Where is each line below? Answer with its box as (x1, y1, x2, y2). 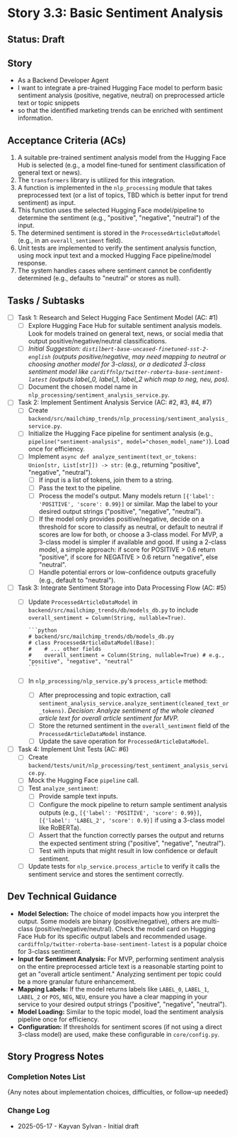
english (28, 353, 51, 361)
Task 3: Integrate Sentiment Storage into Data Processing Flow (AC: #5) (17, 583, 226, 592)
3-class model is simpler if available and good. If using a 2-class (38, 537, 226, 546)
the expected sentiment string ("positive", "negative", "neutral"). (38, 839, 226, 847)
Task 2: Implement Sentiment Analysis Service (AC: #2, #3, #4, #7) (17, 398, 212, 407)
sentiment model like (28, 368, 89, 376)
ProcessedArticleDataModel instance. (38, 730, 147, 738)
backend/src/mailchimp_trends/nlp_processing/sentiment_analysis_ (28, 415, 229, 423)
